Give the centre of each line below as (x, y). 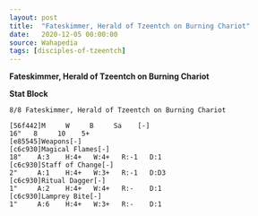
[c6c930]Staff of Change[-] (62, 165)
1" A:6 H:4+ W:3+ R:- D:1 (86, 204)
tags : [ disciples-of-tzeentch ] (68, 51)
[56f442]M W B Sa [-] (80, 126)
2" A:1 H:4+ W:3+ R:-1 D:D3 (88, 173)
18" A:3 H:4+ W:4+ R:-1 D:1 (86, 158)
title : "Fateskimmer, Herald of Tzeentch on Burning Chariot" (130, 26)
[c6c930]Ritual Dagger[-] (57, 181)
